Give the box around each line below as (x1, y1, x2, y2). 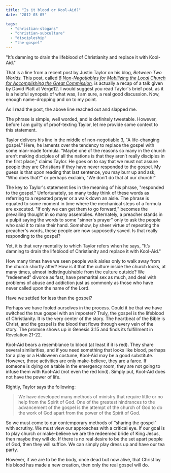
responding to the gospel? (6, 233, 60, 239)
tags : (6, 21, 17, 26)
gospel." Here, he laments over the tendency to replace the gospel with (6, 142, 155, 148)
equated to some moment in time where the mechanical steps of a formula (6, 200, 161, 206)
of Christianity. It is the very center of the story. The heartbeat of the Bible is (6, 316, 165, 322)
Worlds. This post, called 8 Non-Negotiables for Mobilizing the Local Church (6, 75, 166, 81)
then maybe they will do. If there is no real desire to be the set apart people (6, 435, 163, 442)
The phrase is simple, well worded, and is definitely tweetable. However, (6, 116, 157, 122)
